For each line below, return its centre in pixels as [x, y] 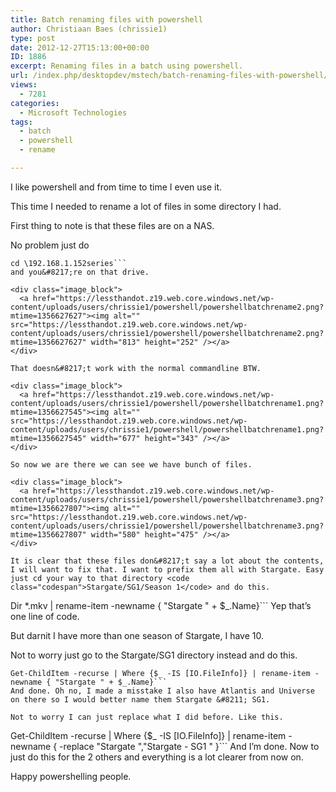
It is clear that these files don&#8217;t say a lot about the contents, [167, 561]
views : [24, 85]
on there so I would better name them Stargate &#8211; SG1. [140, 699]
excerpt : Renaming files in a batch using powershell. [127, 66]
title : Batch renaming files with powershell [106, 19]
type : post [33, 38]
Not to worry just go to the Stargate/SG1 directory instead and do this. [154, 655]
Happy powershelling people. [71, 776]
